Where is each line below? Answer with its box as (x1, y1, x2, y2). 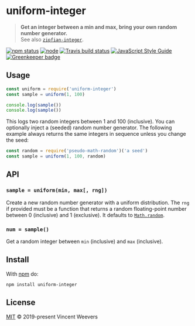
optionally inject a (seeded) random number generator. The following (6, 124, 172, 131)
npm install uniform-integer (6, 282, 77, 287)
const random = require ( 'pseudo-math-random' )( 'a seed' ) (6, 148, 148, 154)
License (6, 297, 36, 308)
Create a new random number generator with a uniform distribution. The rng (6, 199, 190, 206)
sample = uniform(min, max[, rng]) (6, 187, 108, 194)
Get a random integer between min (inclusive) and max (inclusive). (6, 238, 163, 245)
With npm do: (6, 270, 39, 277)
